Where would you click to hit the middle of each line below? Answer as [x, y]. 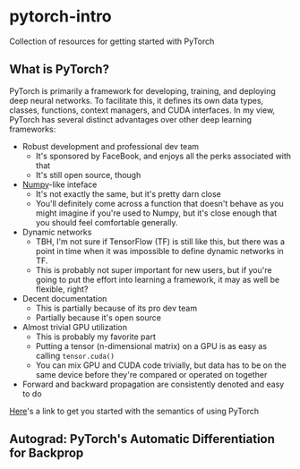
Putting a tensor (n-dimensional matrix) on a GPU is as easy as [151, 345]
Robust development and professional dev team [111, 146]
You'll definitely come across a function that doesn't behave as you [159, 203]
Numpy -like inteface [60, 184]
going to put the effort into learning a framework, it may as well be [158, 279]
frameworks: [33, 129]
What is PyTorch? [60, 69]
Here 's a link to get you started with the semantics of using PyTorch [134, 411]
